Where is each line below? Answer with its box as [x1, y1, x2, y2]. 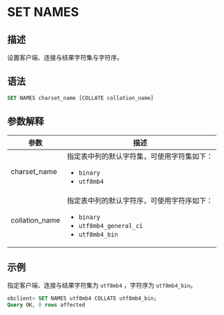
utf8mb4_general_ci [79, 222, 143, 229]
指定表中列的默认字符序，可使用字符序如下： [67, 195, 214, 205]
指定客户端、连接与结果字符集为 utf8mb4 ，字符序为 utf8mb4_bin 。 [7, 281, 197, 289]
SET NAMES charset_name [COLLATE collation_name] [7, 95, 154, 102]
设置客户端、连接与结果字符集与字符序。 [7, 54, 123, 61]
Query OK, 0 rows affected [7, 302, 86, 309]
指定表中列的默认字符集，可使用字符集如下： [67, 151, 214, 161]
